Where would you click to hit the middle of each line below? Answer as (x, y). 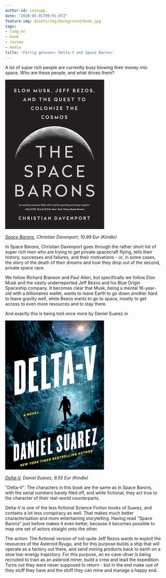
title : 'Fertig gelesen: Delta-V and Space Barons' (60, 52)
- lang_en (15, 32)
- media (13, 47)
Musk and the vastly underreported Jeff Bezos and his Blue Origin (73, 283)
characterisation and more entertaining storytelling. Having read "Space (79, 518)
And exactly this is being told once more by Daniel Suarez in (67, 313)
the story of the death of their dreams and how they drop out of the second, (83, 262)
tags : (11, 26)
